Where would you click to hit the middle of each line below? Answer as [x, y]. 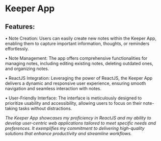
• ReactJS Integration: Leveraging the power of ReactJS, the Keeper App [79, 78]
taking [12, 108]
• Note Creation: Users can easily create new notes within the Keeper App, [81, 38]
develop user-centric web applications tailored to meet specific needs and [80, 123]
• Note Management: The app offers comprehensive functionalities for [76, 58]
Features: [20, 27]
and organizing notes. [27, 69]
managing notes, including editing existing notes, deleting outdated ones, [79, 63]
